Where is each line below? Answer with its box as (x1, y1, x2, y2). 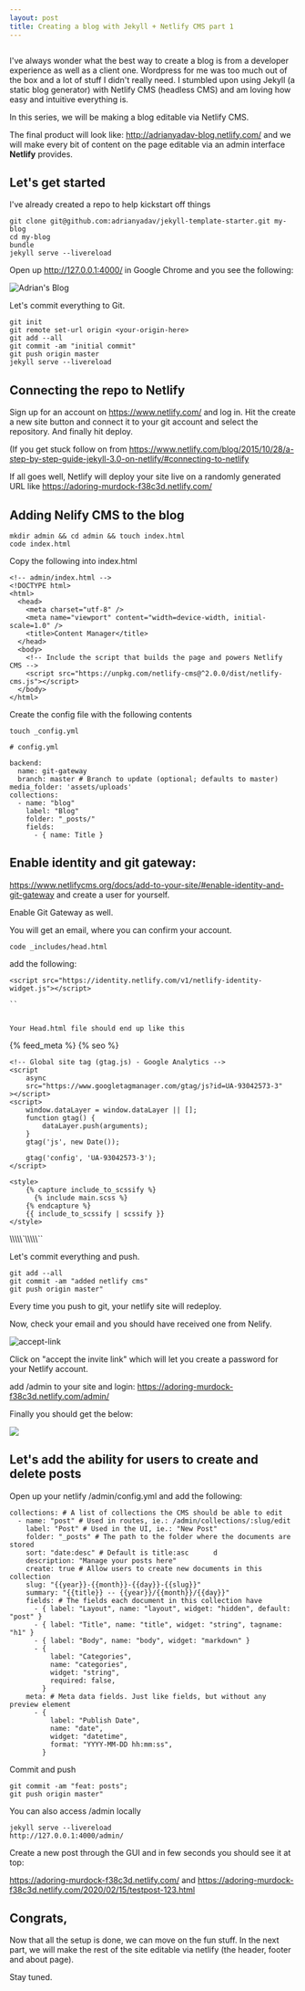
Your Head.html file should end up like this (9, 1023, 185, 1032)
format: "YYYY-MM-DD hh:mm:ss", (49, 1740, 173, 1749)
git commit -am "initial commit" (9, 341, 137, 351)
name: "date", (49, 1724, 104, 1733)
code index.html (9, 540, 71, 549)
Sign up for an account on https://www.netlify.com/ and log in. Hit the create (9, 407, 296, 418)
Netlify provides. (9, 148, 73, 160)
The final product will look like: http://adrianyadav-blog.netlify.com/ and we (9, 129, 291, 140)
